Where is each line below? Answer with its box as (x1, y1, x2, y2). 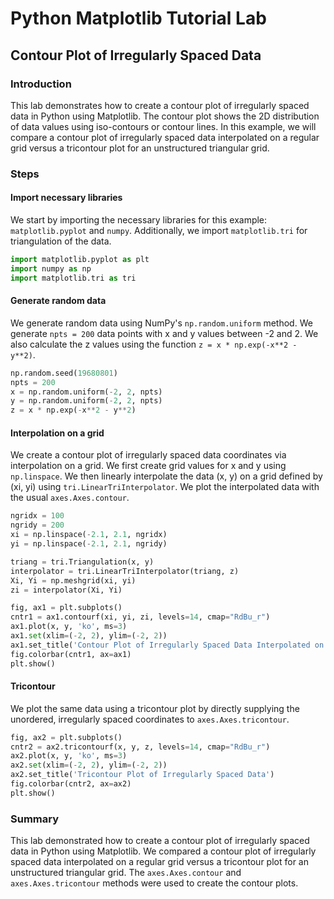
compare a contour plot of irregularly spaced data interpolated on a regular (10, 131, 320, 143)
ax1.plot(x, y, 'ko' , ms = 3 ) (10, 622, 128, 632)
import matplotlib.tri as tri (10, 273, 137, 283)
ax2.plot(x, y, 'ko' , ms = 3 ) (10, 751, 128, 761)
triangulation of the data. (10, 235, 112, 247)
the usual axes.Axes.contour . (10, 492, 130, 504)
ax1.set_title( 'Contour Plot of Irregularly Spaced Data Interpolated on (10, 640, 325, 650)
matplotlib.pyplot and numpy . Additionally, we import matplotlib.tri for (10, 225, 308, 236)
